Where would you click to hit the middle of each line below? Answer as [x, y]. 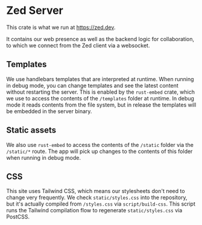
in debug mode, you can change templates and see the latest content [93, 85]
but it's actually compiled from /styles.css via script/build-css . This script [101, 204]
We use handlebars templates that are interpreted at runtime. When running [100, 79]
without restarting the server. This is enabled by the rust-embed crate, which [100, 92]
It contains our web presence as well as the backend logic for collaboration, [100, 39]
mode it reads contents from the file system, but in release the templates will [101, 105]
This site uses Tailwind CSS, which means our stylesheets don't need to [96, 191]
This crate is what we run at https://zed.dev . [61, 27]
